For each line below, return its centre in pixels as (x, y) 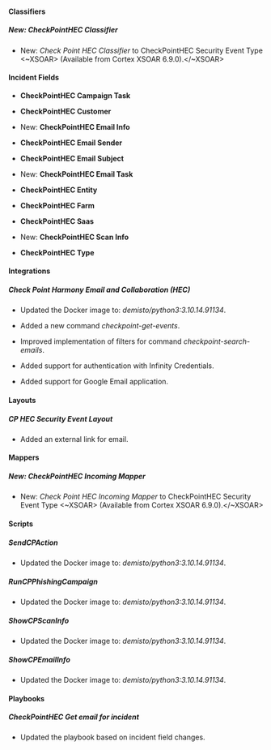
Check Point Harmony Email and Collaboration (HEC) (100, 289)
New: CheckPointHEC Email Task (76, 174)
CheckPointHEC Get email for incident (74, 717)
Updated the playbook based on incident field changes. (112, 737)
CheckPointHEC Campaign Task (75, 95)
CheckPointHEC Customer (66, 111)
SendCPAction (33, 542)
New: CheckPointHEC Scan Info (74, 237)
